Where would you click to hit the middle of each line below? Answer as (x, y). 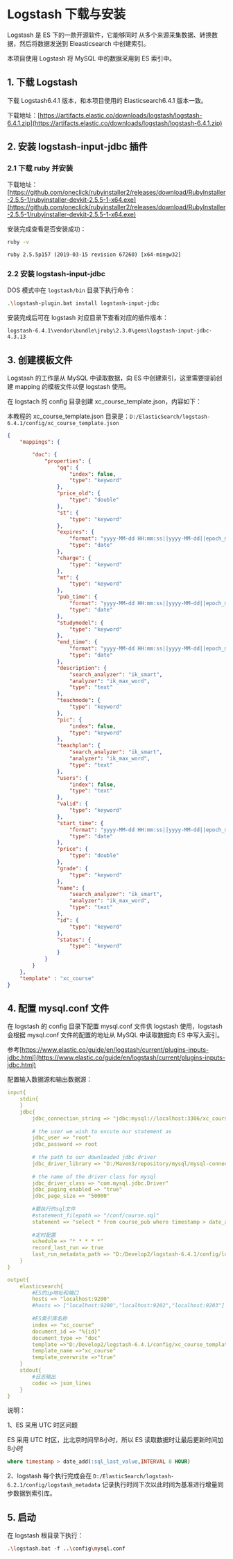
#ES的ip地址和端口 (55, 1293)
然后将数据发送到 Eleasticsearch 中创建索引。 (85, 43)
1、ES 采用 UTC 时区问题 (43, 1425)
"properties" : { (68, 461)
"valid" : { (72, 804)
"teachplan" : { (78, 746)
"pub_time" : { (77, 597)
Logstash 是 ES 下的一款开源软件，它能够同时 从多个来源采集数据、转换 (110, 35)
